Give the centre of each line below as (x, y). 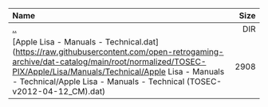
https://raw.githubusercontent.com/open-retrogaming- (120, 52)
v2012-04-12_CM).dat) (59, 92)
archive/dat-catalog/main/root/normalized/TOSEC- (109, 61)
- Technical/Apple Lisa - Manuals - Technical (99, 81)
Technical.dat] (132, 42)
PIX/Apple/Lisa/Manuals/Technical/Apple (89, 72)
